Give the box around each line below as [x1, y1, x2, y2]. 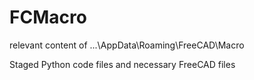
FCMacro [9, 6, 87, 29]
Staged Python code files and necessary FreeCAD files [9, 58, 236, 70]
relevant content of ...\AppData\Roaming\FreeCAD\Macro [9, 39, 245, 51]
